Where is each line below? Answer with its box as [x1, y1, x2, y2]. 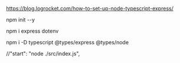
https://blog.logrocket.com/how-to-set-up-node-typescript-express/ [6, 5, 174, 12]
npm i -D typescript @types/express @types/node [6, 39, 129, 45]
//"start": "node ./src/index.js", [6, 50, 80, 57]
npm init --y [6, 16, 35, 23]
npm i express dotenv [6, 27, 59, 34]
